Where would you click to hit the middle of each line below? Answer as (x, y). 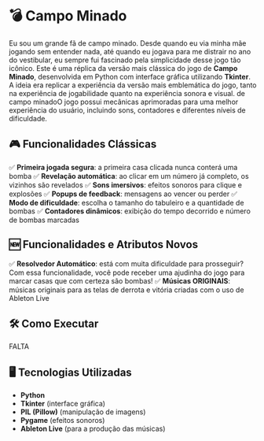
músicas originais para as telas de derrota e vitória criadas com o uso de (126, 290)
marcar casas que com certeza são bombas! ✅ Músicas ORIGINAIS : (120, 280)
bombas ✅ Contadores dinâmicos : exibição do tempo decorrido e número (130, 211)
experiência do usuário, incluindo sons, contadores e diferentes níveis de (127, 110)
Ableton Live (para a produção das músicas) (93, 429)
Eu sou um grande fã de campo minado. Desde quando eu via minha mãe (128, 43)
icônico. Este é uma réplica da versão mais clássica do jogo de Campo (123, 68)
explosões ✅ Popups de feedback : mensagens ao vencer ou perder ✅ (123, 194)
